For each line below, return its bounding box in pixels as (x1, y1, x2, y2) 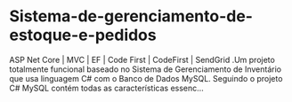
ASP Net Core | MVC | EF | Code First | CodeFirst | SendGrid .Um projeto (9, 54, 276, 65)
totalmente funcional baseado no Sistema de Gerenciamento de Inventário (9, 64, 282, 75)
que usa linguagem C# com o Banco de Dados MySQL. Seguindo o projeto (9, 73, 283, 83)
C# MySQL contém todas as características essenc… (9, 82, 205, 93)
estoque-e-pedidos (9, 25, 158, 45)
